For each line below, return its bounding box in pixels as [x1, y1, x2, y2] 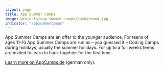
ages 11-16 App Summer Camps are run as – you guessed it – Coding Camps [5, 40, 159, 46]
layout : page [5, 7, 32, 12]
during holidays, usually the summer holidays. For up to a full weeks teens [5, 45, 155, 50]
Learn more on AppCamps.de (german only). [5, 59, 95, 65]
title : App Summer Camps [5, 12, 56, 17]
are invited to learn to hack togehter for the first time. [5, 50, 112, 56]
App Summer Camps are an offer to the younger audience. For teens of [5, 34, 149, 40]
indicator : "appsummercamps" [5, 21, 65, 26]
